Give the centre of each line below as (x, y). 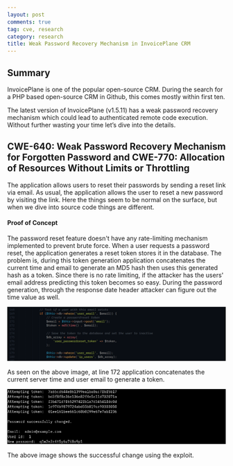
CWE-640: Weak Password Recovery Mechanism (116, 146)
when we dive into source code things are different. (81, 207)
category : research (35, 37)
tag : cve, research (35, 29)
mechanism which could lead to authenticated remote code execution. (107, 117)
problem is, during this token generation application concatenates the (106, 260)
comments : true (29, 22)
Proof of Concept (33, 223)
